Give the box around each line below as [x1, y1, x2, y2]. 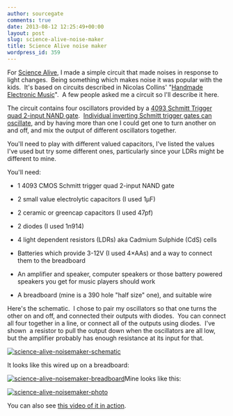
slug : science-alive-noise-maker [7, 36, 104, 43]
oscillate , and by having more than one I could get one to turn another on [7, 118, 216, 127]
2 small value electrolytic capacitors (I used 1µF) [17, 194, 156, 203]
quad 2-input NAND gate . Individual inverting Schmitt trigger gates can [7, 111, 212, 119]
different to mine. [7, 154, 57, 162]
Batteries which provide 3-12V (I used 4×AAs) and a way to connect [17, 249, 212, 257]
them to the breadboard [17, 256, 86, 265]
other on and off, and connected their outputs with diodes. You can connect [7, 311, 226, 320]
